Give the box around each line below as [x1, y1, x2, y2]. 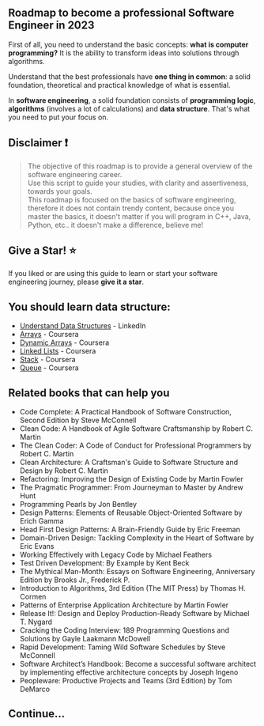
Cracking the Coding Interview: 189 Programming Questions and [19, 626, 230, 635]
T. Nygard [19, 617, 53, 627]
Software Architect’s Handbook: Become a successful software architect [19, 660, 257, 669]
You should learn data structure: [8, 300, 172, 313]
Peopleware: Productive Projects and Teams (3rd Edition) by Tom [19, 676, 232, 686]
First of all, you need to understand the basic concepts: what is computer [8, 40, 249, 49]
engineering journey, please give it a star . [8, 277, 145, 287]
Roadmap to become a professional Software [8, 6, 235, 20]
